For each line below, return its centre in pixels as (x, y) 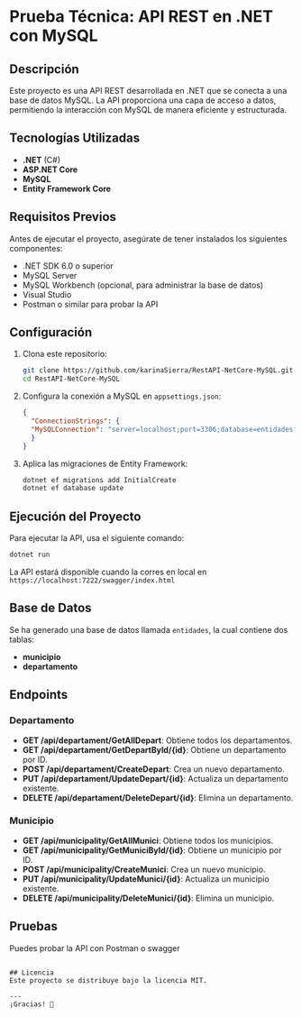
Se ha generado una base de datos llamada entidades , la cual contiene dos (149, 629)
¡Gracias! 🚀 (32, 1004)
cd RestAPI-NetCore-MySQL (71, 379)
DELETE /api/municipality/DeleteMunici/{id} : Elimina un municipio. (148, 898)
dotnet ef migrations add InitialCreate (99, 480)
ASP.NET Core (50, 169)
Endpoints (39, 695)
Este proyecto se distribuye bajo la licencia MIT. (108, 980)
